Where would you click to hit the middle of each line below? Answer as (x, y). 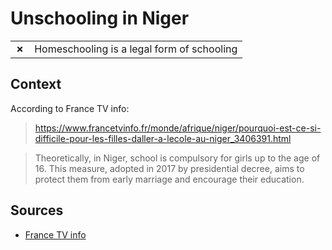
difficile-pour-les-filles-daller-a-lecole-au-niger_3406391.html (163, 138)
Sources (37, 210)
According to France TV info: (70, 108)
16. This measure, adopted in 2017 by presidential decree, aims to (169, 168)
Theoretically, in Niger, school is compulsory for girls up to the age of (177, 158)
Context (36, 84)
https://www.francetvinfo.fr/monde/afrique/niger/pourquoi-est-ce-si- (178, 128)
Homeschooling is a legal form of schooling (136, 49)
